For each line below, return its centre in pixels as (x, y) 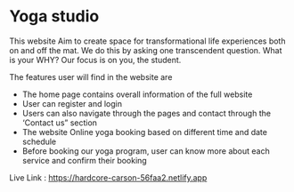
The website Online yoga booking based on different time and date (144, 132)
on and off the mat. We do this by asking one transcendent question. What (146, 50)
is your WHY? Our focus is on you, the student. (95, 60)
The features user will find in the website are (91, 76)
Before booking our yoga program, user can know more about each (146, 151)
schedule (39, 141)
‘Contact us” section (60, 123)
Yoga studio (54, 16)
